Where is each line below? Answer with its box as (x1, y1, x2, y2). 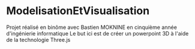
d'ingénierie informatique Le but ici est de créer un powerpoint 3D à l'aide (6, 30, 189, 37)
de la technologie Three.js (6, 36, 71, 43)
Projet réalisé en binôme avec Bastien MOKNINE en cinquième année (6, 24, 177, 31)
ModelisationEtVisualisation (6, 4, 150, 18)
